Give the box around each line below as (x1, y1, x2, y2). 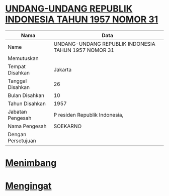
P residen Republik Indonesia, (53, 111, 124, 118)
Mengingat (5, 180, 52, 191)
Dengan (8, 131, 27, 138)
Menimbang (5, 157, 57, 169)
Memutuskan (8, 55, 39, 62)
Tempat (8, 63, 26, 70)
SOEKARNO (53, 123, 82, 130)
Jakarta (53, 66, 72, 73)
